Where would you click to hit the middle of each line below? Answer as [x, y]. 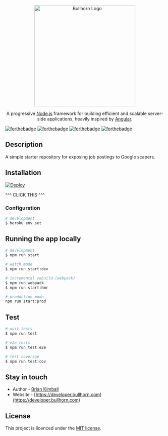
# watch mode [19, 264]
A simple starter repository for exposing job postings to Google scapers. [80, 156]
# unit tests [19, 329]
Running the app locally [43, 239]
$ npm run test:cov [26, 361]
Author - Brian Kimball [36, 389]
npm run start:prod [26, 301]
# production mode [24, 297]
